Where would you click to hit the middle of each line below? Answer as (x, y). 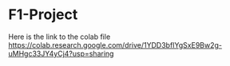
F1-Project (43, 15)
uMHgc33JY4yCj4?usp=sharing (61, 53)
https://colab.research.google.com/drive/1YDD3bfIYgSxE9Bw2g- (115, 45)
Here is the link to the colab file (59, 37)
